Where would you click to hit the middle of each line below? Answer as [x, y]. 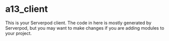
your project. [18, 33]
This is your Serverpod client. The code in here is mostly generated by [78, 23]
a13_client [26, 9]
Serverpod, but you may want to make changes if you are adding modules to [85, 28]
